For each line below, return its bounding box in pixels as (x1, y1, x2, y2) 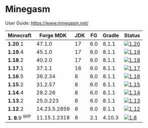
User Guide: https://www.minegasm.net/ (5, 20, 89, 26)
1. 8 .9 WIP (8, 113, 31, 121)
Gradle (102, 31, 119, 38)
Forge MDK (39, 31, 67, 38)
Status (124, 31, 140, 38)
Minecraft (8, 31, 32, 38)
